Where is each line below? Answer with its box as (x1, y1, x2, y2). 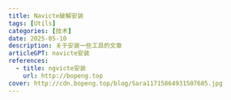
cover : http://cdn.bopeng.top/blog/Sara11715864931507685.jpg (8, 79, 223, 87)
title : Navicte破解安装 (8, 11, 83, 20)
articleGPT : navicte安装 (8, 49, 90, 57)
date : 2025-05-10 (8, 34, 67, 43)
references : (8, 57, 49, 65)
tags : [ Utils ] (8, 19, 57, 27)
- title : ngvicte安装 (15, 65, 87, 73)
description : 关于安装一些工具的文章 (8, 42, 122, 50)
